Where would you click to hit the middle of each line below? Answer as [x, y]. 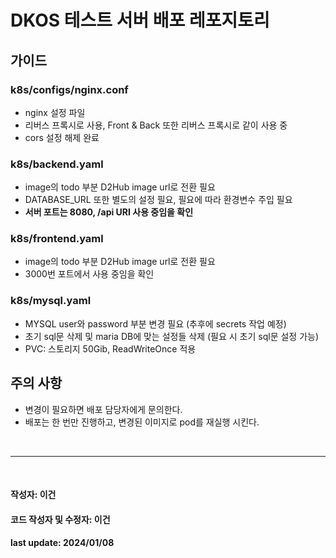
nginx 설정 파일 [55, 112]
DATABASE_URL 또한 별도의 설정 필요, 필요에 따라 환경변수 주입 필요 [158, 200]
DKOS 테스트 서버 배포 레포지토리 [140, 20]
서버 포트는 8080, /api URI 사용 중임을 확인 [109, 212]
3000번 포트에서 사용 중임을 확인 [89, 274]
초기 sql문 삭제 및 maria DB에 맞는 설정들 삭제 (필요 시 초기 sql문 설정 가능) [172, 336]
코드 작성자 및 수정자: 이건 [60, 519]
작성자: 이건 [33, 495]
